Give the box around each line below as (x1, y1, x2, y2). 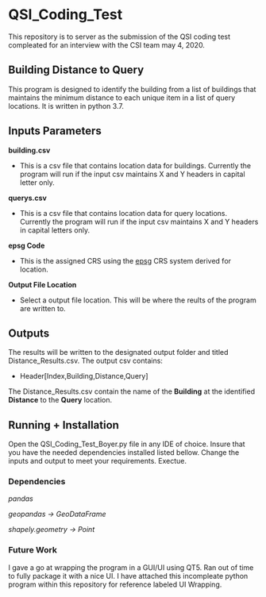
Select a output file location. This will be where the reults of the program (19, 295, 256, 305)
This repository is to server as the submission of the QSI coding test (8, 32, 231, 41)
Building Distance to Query (8, 64, 145, 77)
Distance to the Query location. (8, 395, 113, 405)
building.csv (8, 145, 51, 155)
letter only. (19, 177, 56, 187)
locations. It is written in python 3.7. (8, 101, 125, 110)
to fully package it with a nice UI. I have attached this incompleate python (8, 571, 249, 580)
